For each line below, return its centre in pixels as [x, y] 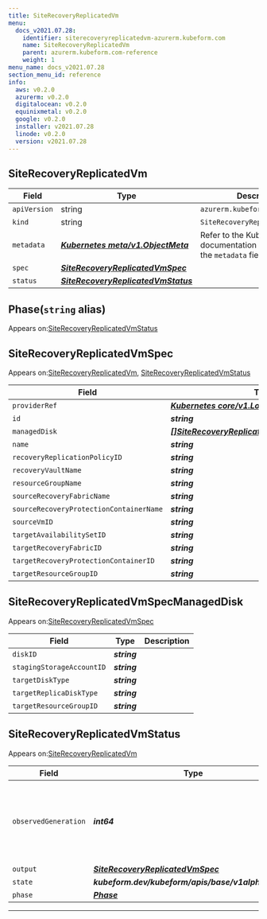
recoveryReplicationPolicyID [67, 457]
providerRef [35, 405]
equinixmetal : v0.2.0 [51, 112]
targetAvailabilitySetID [59, 535]
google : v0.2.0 [41, 119]
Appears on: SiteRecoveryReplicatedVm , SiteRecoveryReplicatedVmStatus [130, 372]
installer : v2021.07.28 [54, 127]
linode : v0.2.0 [41, 134]
